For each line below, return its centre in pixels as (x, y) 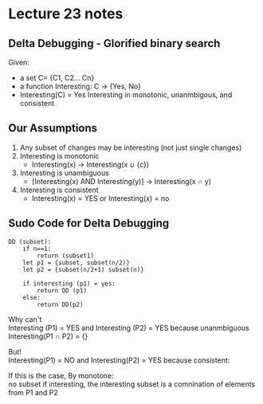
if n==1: (37, 249)
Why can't (25, 319)
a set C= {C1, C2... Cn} (57, 78)
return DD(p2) (60, 304)
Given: (19, 62)
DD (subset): (30, 241)
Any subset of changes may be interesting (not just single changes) (131, 147)
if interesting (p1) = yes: (69, 284)
